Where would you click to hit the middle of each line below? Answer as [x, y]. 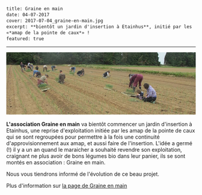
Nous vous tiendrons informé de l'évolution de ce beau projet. [83, 174]
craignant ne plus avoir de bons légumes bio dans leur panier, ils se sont [96, 156]
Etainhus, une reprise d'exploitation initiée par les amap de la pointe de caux [101, 131]
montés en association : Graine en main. [56, 163]
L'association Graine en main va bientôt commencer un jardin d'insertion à [99, 124]
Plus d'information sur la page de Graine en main [67, 186]
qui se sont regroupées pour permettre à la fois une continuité [83, 137]
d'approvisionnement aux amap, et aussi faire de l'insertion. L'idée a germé [99, 143]
